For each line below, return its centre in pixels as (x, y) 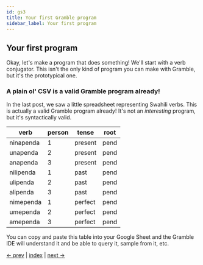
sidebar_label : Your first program (52, 23)
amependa (25, 222)
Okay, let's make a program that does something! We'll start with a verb (96, 63)
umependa (25, 212)
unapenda (24, 153)
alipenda (22, 193)
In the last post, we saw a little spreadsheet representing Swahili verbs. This (101, 105)
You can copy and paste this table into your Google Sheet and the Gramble (100, 237)
